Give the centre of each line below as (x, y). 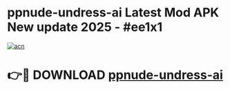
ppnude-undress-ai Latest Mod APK (113, 13)
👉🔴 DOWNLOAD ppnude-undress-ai (115, 75)
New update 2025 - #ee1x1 (85, 27)
